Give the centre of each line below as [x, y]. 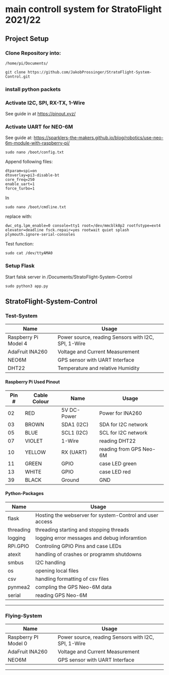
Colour [41, 401]
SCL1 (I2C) [75, 433]
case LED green [118, 463]
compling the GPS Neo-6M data [73, 587]
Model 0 [18, 644]
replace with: [19, 217]
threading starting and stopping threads [82, 529]
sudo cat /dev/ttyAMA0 [29, 253]
